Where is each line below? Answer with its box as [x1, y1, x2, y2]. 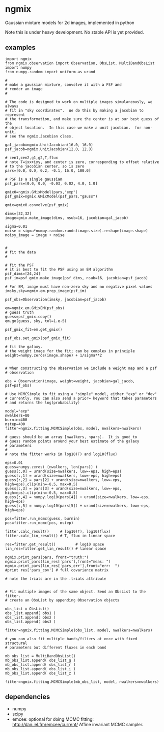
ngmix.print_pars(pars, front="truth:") [5, 555, 89, 560]
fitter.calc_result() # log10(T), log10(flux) [5, 529, 111, 534]
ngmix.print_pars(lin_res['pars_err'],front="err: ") [5, 563, 120, 568]
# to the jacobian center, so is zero [5, 163, 84, 169]
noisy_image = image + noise [5, 232, 65, 238]
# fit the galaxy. [5, 344, 43, 349]
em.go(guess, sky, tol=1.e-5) [5, 318, 67, 324]
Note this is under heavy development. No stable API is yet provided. [5, 29, 144, 35]
